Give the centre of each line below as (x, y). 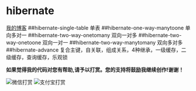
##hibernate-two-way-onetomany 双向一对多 (82, 35)
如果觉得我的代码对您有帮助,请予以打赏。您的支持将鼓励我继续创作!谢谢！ (95, 69)
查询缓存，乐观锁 (47, 57)
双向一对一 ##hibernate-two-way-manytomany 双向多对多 (113, 42)
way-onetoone (24, 42)
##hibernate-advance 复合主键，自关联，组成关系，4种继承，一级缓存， (94, 50)
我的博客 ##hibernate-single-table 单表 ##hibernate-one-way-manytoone (95, 28)
